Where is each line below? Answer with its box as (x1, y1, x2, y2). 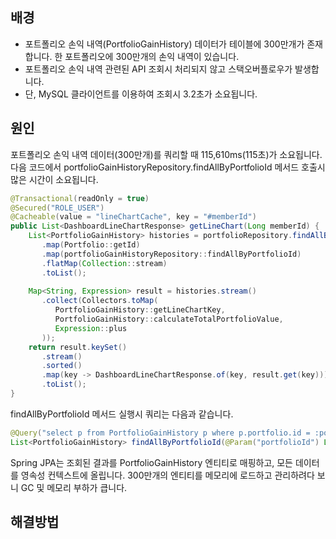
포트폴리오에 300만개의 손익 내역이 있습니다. (64, 50, 240, 62)
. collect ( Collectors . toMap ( (41, 296, 159, 306)
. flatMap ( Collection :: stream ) (41, 258, 168, 268)
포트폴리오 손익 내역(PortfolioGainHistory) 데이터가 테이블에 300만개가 (24, 38, 305, 50)
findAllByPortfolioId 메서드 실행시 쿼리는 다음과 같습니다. (10, 408, 234, 420)
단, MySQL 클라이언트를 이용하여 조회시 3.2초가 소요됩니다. (24, 88, 258, 100)
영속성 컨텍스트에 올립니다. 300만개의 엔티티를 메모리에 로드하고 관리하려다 (20, 469, 315, 481)
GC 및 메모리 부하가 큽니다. (20, 481, 128, 493)
